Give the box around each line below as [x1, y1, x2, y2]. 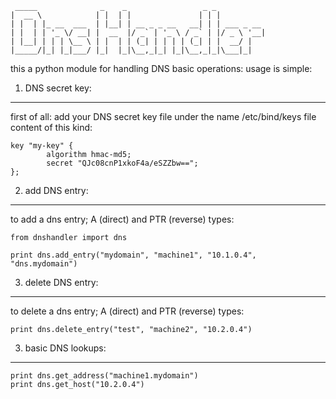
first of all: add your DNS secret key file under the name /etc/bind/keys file [10, 111, 317, 122]
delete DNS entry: [24, 277, 99, 288]
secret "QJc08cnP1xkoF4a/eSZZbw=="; [46, 158, 199, 168]
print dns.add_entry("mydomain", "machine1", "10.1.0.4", [10, 250, 257, 260]
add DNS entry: [24, 185, 89, 196]
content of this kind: [10, 122, 93, 133]
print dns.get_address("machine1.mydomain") [10, 371, 199, 381]
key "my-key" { [10, 141, 74, 151]
